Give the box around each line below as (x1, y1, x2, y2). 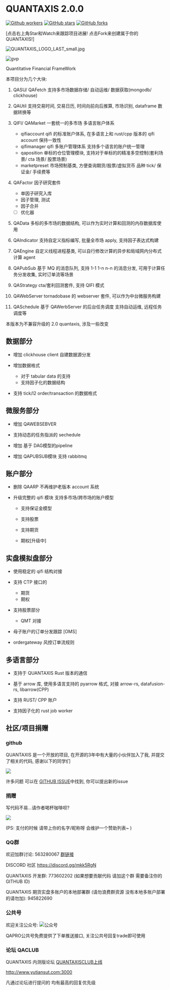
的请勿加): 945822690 (6, 895, 53, 901)
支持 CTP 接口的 (13, 579, 47, 585)
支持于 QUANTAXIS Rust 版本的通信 (13, 670, 88, 676)
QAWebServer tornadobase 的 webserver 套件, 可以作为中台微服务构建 (13, 293, 161, 299)
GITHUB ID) (6, 878, 30, 885)
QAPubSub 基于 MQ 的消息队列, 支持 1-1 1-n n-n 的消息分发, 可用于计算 (13, 265, 161, 271)
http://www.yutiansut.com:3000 (6, 969, 72, 975)
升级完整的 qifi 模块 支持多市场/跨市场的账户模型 (13, 495, 114, 501)
